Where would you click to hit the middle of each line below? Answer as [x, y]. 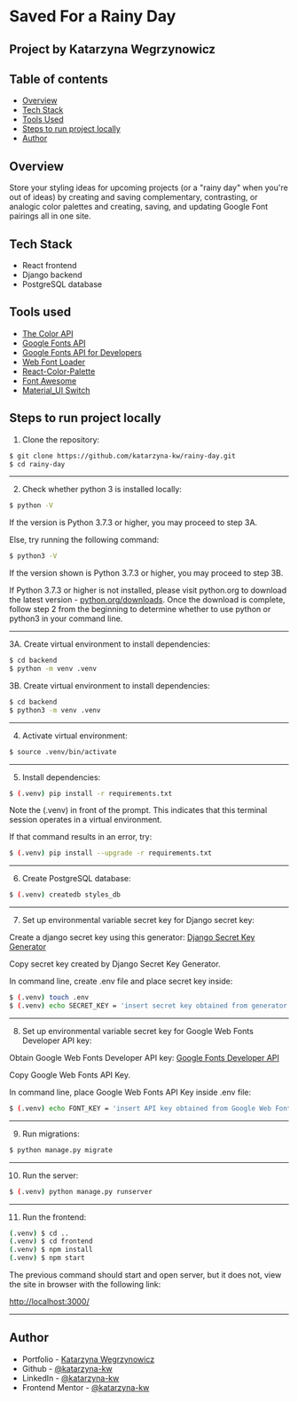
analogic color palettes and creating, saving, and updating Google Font [139, 207]
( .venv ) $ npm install [51, 1250]
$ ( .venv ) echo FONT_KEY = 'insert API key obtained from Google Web [141, 1108]
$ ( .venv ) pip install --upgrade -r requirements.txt [111, 853]
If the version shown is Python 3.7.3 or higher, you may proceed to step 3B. [146, 573]
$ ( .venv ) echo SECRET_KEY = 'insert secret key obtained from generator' [150, 1006]
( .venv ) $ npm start [47, 1258]
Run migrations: [51, 1134]
